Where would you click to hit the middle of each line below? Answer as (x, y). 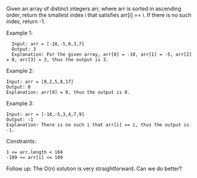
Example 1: (20, 33)
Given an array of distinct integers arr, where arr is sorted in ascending (94, 9)
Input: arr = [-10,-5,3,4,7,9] (45, 114)
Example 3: (20, 103)
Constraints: (21, 141)
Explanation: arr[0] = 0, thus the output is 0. (68, 92)
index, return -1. (26, 21)
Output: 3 (24, 49)
